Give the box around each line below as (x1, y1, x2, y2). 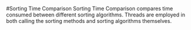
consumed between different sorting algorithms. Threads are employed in (6, 11, 186, 18)
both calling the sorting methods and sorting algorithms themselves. (6, 18, 172, 24)
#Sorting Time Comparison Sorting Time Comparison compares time (6, 5, 173, 12)
